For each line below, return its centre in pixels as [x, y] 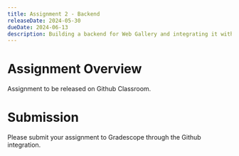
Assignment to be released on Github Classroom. [79, 89]
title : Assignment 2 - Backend [54, 14]
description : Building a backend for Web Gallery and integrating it [113, 34]
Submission [43, 118]
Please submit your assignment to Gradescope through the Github [104, 137]
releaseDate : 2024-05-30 [44, 21]
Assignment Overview [75, 69]
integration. [24, 145]
